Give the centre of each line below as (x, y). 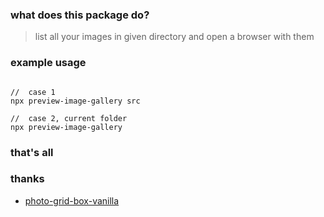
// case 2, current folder (69, 118)
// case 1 (33, 92)
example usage (48, 63)
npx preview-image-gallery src (75, 101)
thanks (27, 179)
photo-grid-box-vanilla (72, 200)
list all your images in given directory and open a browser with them (174, 37)
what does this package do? (80, 15)
